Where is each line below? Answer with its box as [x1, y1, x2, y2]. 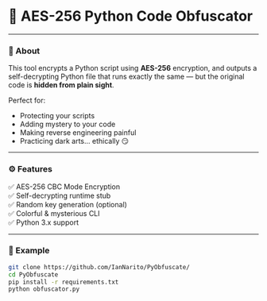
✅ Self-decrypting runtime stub [8, 191, 111, 200]
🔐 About [8, 45, 41, 56]
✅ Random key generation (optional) [8, 199, 127, 209]
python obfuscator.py [8, 285, 80, 293]
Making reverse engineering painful [19, 128, 137, 137]
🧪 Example [8, 245, 50, 257]
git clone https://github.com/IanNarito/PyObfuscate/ [8, 263, 191, 271]
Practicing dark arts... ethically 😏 [19, 137, 130, 146]
